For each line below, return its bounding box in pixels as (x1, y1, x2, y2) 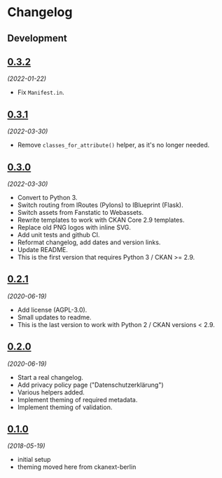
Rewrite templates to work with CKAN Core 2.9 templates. (17, 215, 185, 225)
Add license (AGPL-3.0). (17, 305, 88, 314)
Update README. (17, 246, 69, 254)
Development (7, 32, 68, 44)
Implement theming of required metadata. (17, 395, 138, 404)
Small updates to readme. (17, 313, 92, 321)
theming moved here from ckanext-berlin (17, 463, 137, 471)
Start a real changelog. (17, 373, 84, 381)
